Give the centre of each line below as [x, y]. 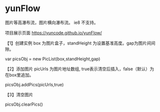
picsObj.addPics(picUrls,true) [34, 84]
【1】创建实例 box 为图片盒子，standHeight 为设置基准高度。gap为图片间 [78, 43]
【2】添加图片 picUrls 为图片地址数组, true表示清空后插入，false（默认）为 [80, 69]
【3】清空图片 [19, 95]
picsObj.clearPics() [24, 104]
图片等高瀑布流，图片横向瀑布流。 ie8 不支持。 [52, 22]
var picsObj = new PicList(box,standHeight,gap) [53, 59]
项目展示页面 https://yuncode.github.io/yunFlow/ [54, 32]
